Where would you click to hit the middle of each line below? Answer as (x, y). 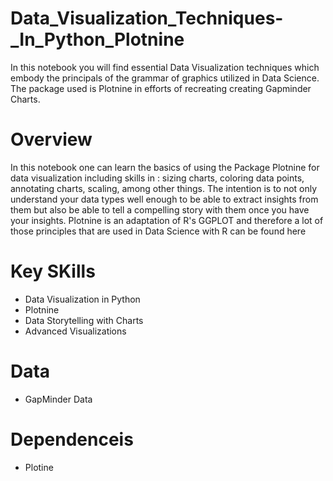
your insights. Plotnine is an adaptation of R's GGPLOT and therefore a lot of (167, 220)
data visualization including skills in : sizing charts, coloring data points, (157, 178)
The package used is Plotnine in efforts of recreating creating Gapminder (161, 88)
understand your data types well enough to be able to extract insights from (164, 199)
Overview (51, 139)
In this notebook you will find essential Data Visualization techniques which (165, 67)
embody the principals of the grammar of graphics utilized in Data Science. (165, 78)
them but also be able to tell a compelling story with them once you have (160, 209)
